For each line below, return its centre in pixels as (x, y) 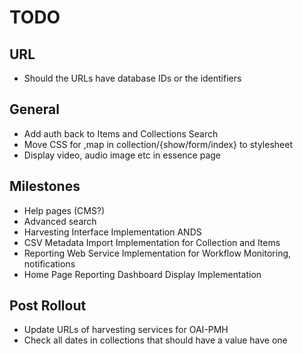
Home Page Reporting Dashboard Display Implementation (142, 274)
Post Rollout (48, 306)
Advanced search (60, 221)
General (35, 109)
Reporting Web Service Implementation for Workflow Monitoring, (157, 253)
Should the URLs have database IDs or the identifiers (132, 78)
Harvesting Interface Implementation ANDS (112, 232)
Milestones (45, 186)
